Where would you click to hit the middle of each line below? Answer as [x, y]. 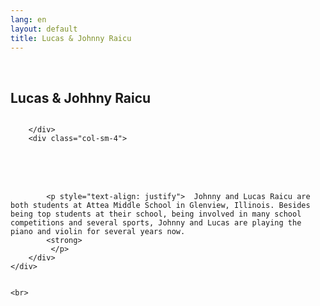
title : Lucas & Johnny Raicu [71, 38]
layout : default [44, 29]
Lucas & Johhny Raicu [81, 97]
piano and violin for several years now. [98, 232]
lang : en [28, 19]
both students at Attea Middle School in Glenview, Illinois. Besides [160, 206]
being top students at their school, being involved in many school [156, 214]
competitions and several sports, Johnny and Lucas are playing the [156, 223]
